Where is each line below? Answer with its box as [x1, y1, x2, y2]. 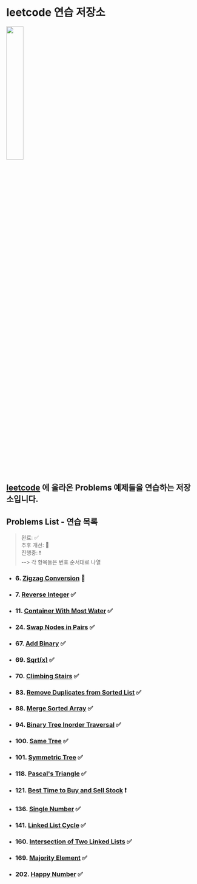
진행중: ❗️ [21, 549, 41, 556]
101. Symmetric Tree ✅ [15, 753, 84, 762]
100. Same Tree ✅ [15, 737, 68, 746]
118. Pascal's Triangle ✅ [15, 769, 87, 778]
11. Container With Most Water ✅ [15, 607, 113, 615]
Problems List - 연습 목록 [6, 517, 98, 527]
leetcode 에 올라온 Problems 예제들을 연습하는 [6, 483, 175, 493]
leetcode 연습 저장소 [6, 5, 105, 19]
